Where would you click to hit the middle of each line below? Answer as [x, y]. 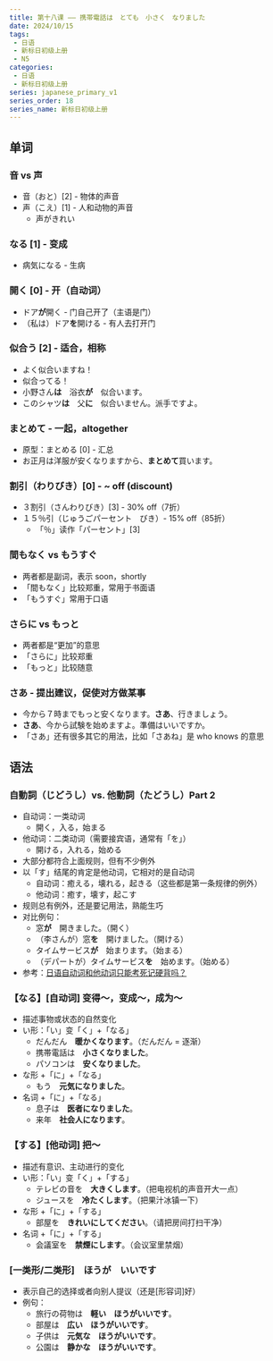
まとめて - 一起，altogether [69, 428]
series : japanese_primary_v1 [63, 92]
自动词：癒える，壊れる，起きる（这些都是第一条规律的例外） [149, 883]
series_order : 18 [41, 101]
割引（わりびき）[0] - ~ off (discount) [91, 486]
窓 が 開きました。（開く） [84, 928]
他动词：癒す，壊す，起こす [86, 894]
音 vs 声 [26, 175]
